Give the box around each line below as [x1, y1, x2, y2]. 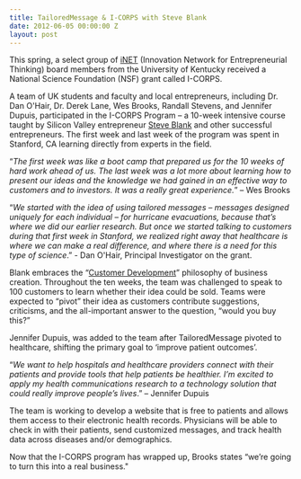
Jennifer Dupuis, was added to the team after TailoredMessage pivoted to [9, 333, 282, 343]
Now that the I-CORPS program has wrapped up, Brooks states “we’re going [9, 451, 292, 463]
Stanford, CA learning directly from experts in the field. [9, 138, 213, 149]
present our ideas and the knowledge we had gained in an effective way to [9, 175, 288, 186]
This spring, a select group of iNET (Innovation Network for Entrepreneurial [9, 55, 288, 66]
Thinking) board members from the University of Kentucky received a [9, 64, 267, 75]
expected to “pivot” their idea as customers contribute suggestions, [9, 296, 261, 306]
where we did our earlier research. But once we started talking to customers [9, 221, 292, 232]
